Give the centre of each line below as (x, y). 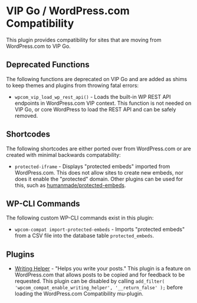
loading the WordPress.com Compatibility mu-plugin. (79, 294)
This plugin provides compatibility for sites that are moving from (84, 40)
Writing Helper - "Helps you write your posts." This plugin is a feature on (102, 269)
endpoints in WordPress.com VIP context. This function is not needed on (103, 103)
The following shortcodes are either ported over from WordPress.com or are (99, 149)
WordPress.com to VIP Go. (38, 46)
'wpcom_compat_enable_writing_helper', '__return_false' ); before (98, 288)
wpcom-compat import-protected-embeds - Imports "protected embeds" (99, 230)
